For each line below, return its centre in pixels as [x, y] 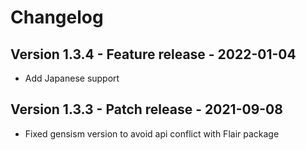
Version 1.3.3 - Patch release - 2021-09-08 [146, 109]
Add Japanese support [72, 78]
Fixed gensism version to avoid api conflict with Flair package [152, 133]
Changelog [57, 17]
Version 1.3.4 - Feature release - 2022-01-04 [153, 54]
